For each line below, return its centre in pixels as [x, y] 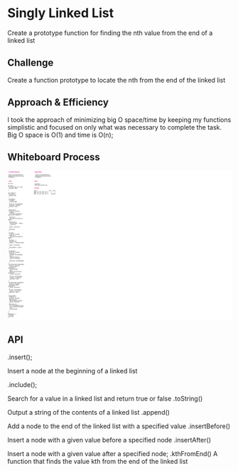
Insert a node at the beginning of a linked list [72, 371]
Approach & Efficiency [58, 102]
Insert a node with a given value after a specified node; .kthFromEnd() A [113, 453]
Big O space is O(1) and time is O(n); [60, 135]
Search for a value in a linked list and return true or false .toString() [105, 398]
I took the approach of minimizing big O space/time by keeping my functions [119, 120]
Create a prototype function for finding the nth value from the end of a [110, 33]
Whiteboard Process [54, 157]
